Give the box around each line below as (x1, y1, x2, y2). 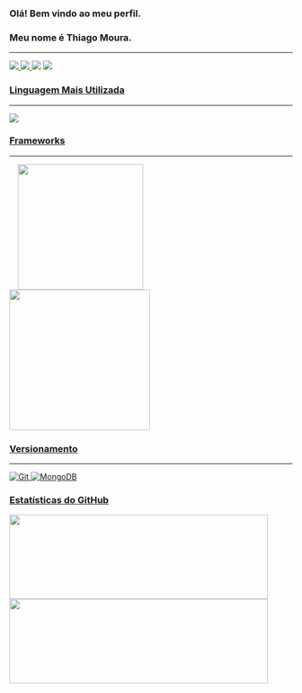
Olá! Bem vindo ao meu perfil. (9, 7, 142, 20)
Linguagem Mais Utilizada (9, 84, 125, 96)
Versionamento (9, 442, 78, 454)
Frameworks (9, 134, 66, 147)
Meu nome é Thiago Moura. (9, 31, 132, 43)
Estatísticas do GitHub (9, 494, 110, 507)
